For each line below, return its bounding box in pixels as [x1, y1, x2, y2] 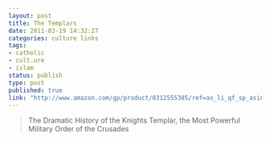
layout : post [8, 11, 52, 20]
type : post [8, 79, 45, 87]
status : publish [8, 71, 63, 79]
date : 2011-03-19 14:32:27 [8, 26, 99, 34]
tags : [8, 42, 27, 50]
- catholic [8, 49, 45, 57]
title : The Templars [8, 19, 78, 27]
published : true [8, 86, 63, 95]
